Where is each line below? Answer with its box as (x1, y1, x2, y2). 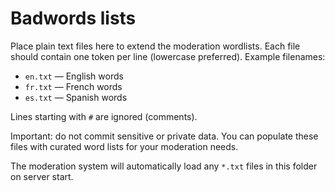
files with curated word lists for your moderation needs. (10, 140, 239, 152)
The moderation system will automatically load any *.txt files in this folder (10, 160, 318, 172)
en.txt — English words (24, 70, 124, 82)
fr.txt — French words (24, 80, 123, 92)
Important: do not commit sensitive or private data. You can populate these (10, 130, 319, 142)
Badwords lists (10, 7, 137, 30)
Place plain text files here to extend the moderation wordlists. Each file (10, 40, 301, 52)
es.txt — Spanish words (24, 91, 128, 103)
